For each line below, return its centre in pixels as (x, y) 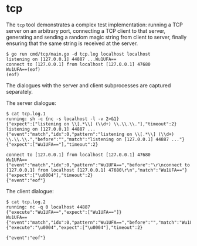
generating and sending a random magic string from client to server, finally (96, 37)
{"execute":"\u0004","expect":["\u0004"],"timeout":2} (74, 227)
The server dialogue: (31, 103)
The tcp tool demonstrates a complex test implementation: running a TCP (94, 25)
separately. (20, 91)
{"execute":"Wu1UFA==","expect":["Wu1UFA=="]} (64, 212)
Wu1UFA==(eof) (23, 69)
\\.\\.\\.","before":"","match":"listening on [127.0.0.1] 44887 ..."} (95, 139)
